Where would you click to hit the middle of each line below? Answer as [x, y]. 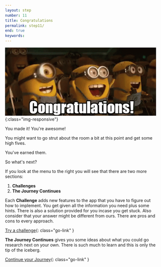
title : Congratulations [29, 20]
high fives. [16, 143]
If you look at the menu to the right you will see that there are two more [76, 171]
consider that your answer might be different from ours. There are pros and [80, 216]
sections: [14, 176]
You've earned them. [26, 152]
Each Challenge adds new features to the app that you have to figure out [78, 200]
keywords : [15, 36]
